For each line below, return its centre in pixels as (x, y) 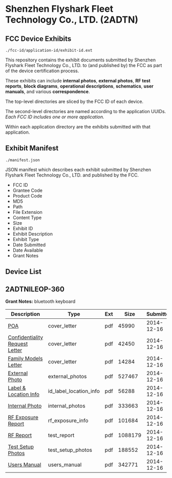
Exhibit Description (33, 234)
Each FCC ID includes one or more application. (55, 117)
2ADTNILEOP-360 (35, 289)
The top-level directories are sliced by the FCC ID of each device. (74, 101)
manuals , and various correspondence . (48, 92)
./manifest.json (23, 160)
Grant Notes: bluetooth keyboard (40, 301)
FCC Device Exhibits (38, 39)
